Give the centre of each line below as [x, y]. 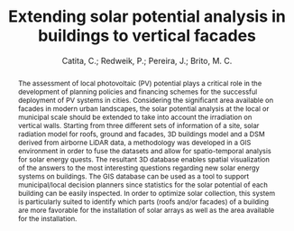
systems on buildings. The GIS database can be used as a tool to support [133, 176]
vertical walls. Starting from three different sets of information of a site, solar [138, 125]
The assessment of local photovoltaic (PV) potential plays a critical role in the [140, 83]
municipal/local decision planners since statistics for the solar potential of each [142, 185]
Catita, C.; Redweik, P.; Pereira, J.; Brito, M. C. [147, 60]
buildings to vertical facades [147, 36]
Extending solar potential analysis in [147, 17]
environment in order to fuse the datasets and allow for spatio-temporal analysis [145, 151]
